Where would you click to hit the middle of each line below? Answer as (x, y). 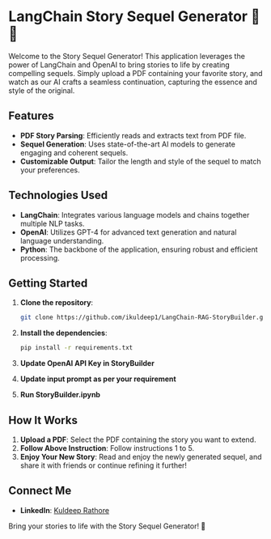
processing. (40, 257)
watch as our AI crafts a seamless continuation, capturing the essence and (133, 82)
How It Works (43, 420)
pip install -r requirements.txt (76, 348)
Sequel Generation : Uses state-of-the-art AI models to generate (128, 144)
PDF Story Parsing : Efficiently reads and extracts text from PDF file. (133, 135)
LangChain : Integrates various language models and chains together (135, 214)
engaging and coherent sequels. (74, 152)
